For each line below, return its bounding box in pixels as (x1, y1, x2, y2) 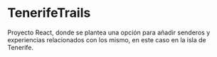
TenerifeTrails (7, 5, 91, 21)
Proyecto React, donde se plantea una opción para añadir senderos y (7, 28, 211, 37)
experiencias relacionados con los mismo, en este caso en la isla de (7, 35, 206, 44)
